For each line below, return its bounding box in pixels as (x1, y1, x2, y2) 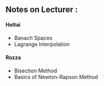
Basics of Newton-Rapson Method (14, 73, 98, 80)
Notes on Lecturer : (5, 5, 78, 15)
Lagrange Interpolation (14, 41, 70, 48)
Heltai (5, 21, 21, 28)
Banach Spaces (14, 34, 53, 41)
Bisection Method (14, 67, 57, 74)
